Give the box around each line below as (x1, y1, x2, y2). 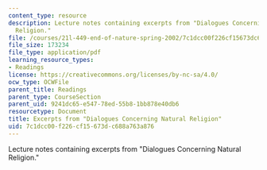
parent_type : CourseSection (8, 93, 102, 101)
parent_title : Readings (8, 85, 87, 94)
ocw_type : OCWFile (8, 78, 69, 86)
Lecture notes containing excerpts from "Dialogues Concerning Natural (8, 144, 242, 153)
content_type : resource (8, 11, 87, 20)
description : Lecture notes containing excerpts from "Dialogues (8, 19, 229, 27)
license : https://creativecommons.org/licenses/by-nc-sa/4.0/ (8, 71, 219, 79)
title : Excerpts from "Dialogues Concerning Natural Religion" (8, 115, 222, 123)
